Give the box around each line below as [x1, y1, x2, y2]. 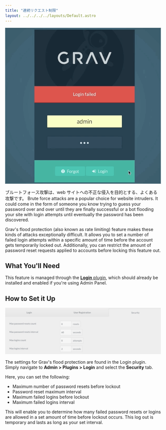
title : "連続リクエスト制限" [5, 8, 58, 13]
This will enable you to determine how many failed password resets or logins [5, 409, 161, 415]
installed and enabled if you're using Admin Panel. [5, 280, 107, 286]
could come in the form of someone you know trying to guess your [5, 201, 141, 207]
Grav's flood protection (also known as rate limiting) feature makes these [5, 226, 154, 232]
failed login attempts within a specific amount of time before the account [5, 237, 153, 242]
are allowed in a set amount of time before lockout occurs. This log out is [5, 414, 154, 420]
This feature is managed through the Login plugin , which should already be [5, 275, 159, 281]
